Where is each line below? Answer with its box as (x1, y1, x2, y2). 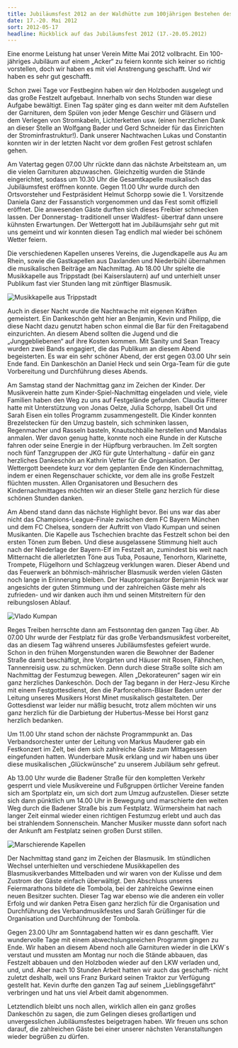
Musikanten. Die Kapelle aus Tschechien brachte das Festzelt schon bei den (7, 530, 230, 539)
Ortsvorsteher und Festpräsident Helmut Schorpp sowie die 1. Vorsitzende (7, 190, 224, 199)
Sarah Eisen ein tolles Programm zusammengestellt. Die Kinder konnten (7, 411, 217, 419)
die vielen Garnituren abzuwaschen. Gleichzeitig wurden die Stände (7, 167, 205, 176)
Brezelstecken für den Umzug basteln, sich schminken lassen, (7, 419, 189, 427)
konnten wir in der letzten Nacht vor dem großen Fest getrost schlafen (7, 139, 212, 148)
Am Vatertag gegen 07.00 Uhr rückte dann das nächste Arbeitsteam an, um (7, 160, 227, 169)
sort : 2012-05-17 (7, 23, 59, 31)
